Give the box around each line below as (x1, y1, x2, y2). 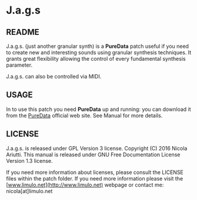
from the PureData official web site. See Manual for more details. (6, 112, 163, 119)
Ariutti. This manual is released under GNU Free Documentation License (6, 151, 181, 158)
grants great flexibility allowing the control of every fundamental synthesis (6, 55, 186, 62)
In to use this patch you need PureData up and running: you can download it (6, 106, 191, 113)
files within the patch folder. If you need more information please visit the (6, 175, 183, 182)
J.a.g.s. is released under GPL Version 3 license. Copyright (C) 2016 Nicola (6, 145, 188, 152)
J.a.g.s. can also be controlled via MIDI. (6, 73, 102, 80)
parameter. (6, 61, 33, 68)
